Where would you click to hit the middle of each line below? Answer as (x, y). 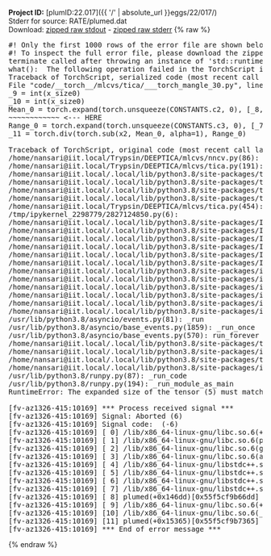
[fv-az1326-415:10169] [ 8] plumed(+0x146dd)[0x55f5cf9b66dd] (134, 497)
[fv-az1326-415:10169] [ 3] (64, 456)
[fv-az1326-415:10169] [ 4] (64, 464)
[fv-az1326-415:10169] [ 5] (64, 472)
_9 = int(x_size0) (45, 93)
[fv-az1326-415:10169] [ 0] (64, 432)
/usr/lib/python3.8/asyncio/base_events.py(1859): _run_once (132, 327)
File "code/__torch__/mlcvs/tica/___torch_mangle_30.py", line (136, 85)
